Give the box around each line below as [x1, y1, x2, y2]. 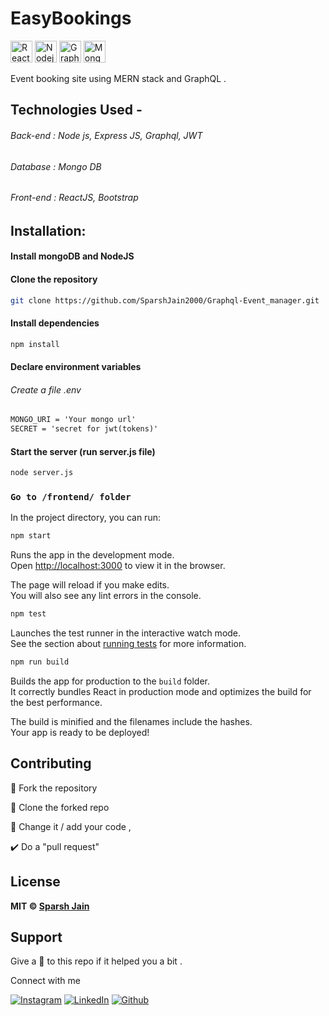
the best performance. [10, 697, 103, 709]
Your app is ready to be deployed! [10, 727, 150, 739]
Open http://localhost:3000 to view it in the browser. [10, 560, 226, 572]
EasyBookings [10, 7, 132, 30]
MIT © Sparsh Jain [10, 900, 90, 912]
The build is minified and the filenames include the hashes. [10, 716, 253, 728]
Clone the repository [10, 273, 98, 285]
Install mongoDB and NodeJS [10, 250, 135, 262]
